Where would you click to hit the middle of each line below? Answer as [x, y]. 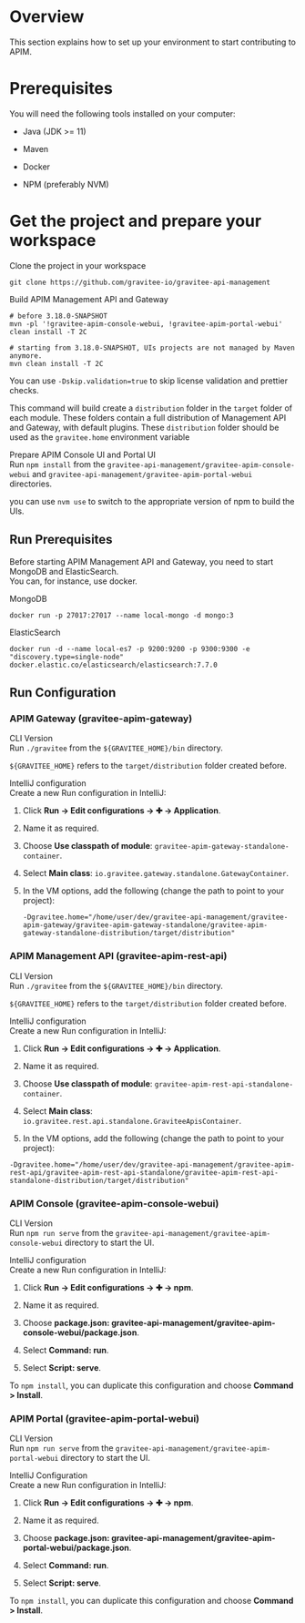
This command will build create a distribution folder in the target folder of [151, 408]
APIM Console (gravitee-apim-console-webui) [114, 1203]
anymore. [26, 356]
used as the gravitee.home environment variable [100, 437]
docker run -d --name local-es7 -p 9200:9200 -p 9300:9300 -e [130, 648]
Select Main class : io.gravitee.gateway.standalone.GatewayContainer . [156, 873]
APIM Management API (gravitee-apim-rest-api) [118, 956]
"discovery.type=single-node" [67, 657]
